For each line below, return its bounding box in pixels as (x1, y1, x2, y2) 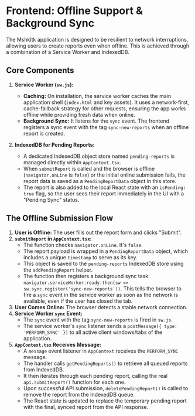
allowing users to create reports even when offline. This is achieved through (6, 42, 190, 49)
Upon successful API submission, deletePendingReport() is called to (23, 384, 189, 391)
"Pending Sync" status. (23, 196, 80, 203)
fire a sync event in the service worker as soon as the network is (23, 291, 179, 298)
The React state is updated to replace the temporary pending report (23, 397, 187, 404)
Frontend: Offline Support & (6, 4, 143, 18)
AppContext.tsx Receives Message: (14, 341, 101, 348)
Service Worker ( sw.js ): (14, 81, 74, 88)
